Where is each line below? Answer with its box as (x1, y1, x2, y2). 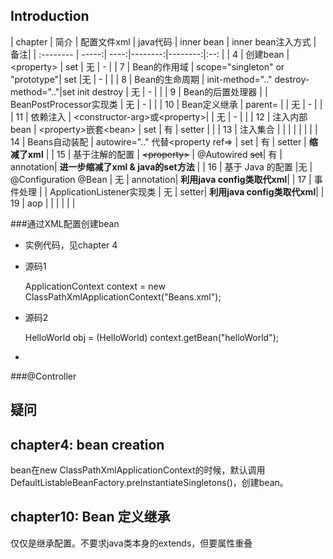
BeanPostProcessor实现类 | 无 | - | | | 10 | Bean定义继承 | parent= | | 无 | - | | (10, 98, 323, 110)
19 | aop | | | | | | (10, 197, 76, 209)
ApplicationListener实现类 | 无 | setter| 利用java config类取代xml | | (49, 185, 325, 198)
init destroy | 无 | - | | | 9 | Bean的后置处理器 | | (77, 85, 268, 98)
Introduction (10, 8, 90, 25)
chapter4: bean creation (10, 436, 165, 453)
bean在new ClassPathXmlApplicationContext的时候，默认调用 (10, 464, 266, 476)
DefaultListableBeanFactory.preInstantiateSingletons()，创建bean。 (10, 477, 289, 489)
